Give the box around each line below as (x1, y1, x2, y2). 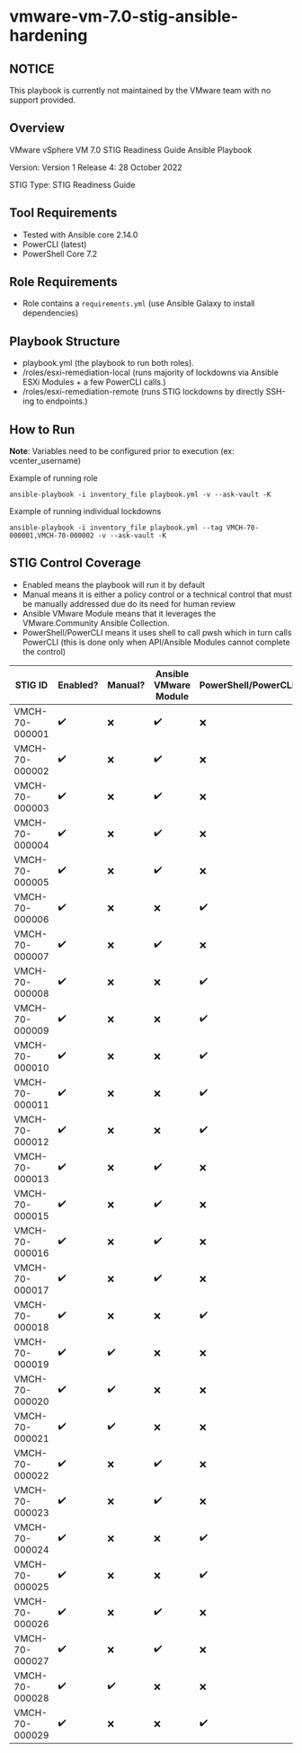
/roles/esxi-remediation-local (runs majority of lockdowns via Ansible (22, 367, 279, 378)
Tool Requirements (9, 205, 118, 221)
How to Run (9, 422, 75, 437)
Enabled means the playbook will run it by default (22, 579, 205, 590)
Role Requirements (9, 274, 119, 289)
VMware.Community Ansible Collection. (22, 618, 170, 628)
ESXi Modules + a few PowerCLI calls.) (22, 377, 166, 387)
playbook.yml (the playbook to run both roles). (22, 358, 195, 369)
